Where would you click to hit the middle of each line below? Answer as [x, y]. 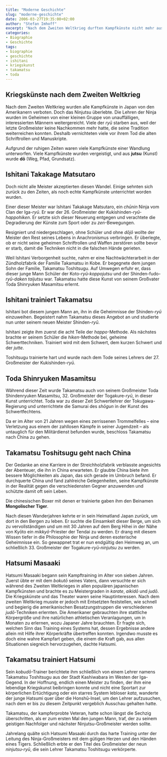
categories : [18, 33]
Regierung [16, 406]
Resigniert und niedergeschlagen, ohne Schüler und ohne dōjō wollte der [80, 232]
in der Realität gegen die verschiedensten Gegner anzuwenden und [75, 486]
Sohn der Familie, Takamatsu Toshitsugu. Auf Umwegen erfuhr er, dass [78, 268]
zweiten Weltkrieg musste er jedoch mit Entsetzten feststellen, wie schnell [81, 602]
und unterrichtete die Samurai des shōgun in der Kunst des [88, 406]
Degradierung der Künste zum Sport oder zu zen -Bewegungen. [70, 223]
